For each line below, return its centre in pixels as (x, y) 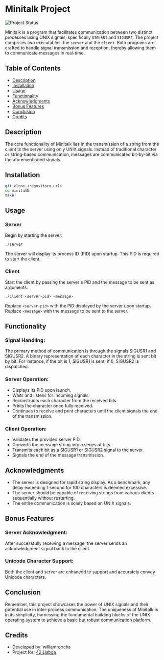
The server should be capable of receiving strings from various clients (83, 493)
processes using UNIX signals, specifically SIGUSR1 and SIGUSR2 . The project (82, 37)
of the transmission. (32, 416)
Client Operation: (26, 429)
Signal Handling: (25, 340)
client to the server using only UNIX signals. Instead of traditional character (81, 149)
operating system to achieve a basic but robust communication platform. (78, 620)
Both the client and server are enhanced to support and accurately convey (80, 572)
